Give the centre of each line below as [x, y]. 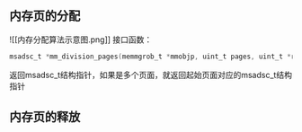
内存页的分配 [45, 16]
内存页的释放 [45, 117]
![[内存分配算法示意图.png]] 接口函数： [81, 40]
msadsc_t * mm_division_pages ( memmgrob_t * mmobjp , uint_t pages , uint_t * [151, 57]
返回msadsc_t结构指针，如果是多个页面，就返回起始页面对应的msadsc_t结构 [151, 75]
